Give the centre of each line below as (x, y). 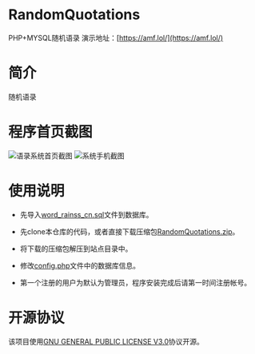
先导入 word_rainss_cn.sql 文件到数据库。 (86, 214)
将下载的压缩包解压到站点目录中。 (76, 249)
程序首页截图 (51, 132)
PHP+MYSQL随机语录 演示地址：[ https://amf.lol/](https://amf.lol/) (116, 38)
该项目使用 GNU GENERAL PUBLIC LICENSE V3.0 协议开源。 (106, 341)
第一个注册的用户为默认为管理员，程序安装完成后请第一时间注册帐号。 (135, 282)
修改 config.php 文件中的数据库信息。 (80, 265)
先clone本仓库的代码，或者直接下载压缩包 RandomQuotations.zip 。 (129, 231)
